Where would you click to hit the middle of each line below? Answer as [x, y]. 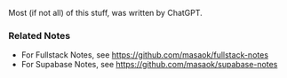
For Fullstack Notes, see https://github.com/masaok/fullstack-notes [144, 55]
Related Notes [40, 35]
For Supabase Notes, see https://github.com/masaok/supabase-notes [149, 65]
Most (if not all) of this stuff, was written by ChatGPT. [106, 13]
